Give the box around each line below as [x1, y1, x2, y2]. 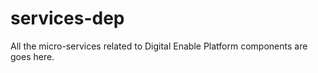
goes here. [10, 50, 55, 62]
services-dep [10, 7, 125, 30]
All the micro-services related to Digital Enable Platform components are [10, 40, 308, 52]
